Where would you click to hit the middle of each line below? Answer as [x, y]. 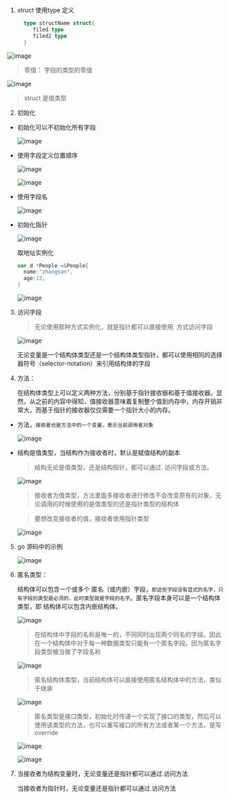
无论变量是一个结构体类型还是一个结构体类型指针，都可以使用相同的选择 [119, 355]
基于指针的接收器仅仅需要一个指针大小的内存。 [107, 410]
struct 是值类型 [45, 98]
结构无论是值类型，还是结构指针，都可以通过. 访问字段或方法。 [124, 467]
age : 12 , [35, 279]
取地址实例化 [35, 252]
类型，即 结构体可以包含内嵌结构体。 [69, 606]
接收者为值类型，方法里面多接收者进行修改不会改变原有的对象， [125, 495]
